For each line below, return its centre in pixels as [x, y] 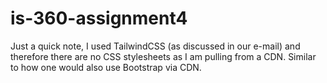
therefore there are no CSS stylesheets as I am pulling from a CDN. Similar [163, 56]
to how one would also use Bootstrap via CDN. [106, 67]
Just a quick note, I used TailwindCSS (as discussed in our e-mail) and [155, 46]
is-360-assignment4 [99, 18]
